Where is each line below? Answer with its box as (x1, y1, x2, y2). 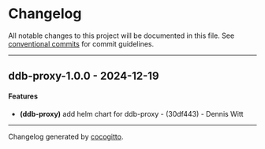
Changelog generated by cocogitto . (8, 132, 124, 141)
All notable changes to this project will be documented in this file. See (8, 31, 235, 40)
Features (8, 91, 38, 101)
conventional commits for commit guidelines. (8, 39, 155, 48)
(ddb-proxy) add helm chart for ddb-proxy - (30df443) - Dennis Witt (19, 109, 244, 118)
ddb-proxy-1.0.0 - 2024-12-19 (8, 69, 159, 83)
